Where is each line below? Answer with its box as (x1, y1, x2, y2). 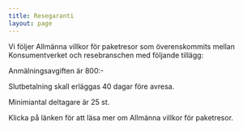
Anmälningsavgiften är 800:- (8, 65, 104, 75)
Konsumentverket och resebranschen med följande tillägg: (8, 50, 204, 60)
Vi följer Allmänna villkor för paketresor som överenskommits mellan (8, 41, 235, 51)
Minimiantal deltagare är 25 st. (8, 97, 110, 107)
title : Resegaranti (8, 11, 75, 20)
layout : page (8, 19, 53, 27)
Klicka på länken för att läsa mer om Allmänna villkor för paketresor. (8, 112, 233, 122)
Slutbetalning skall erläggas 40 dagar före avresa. (8, 82, 175, 91)
